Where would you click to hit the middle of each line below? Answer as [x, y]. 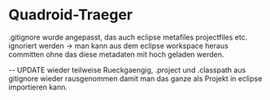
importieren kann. [38, 87]
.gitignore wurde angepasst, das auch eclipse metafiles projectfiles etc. [128, 37]
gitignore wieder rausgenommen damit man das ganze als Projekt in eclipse [135, 78]
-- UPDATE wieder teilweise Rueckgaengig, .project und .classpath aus [127, 69]
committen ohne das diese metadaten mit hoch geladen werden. [116, 54]
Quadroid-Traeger [71, 15]
